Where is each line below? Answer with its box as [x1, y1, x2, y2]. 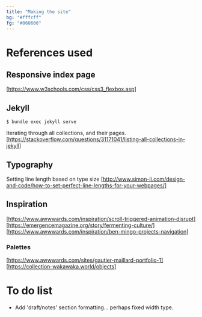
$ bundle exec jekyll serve [6, 119, 77, 125]
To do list [6, 284, 53, 298]
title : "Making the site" [6, 8, 71, 15]
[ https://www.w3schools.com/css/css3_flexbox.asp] [6, 85, 136, 93]
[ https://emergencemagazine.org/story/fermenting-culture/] [6, 222, 155, 229]
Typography [6, 160, 53, 170]
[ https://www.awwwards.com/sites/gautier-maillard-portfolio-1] [6, 256, 164, 264]
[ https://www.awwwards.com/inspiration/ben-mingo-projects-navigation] [6, 228, 189, 235]
